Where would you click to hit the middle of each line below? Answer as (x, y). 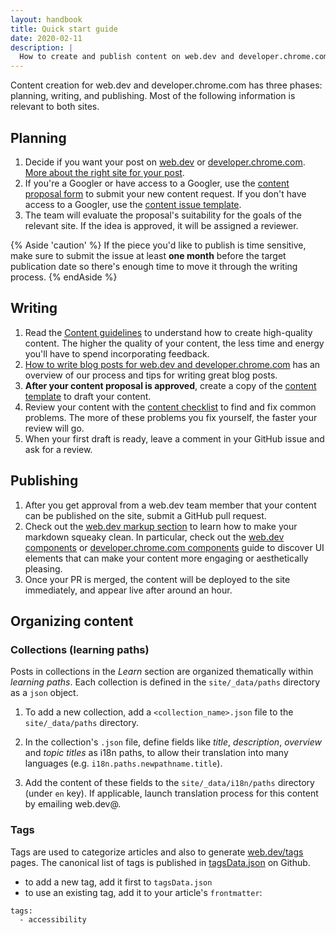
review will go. (54, 428)
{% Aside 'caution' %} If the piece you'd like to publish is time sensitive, (158, 245)
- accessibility (53, 920)
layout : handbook (46, 19)
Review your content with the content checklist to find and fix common (170, 407)
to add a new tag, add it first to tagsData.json (118, 882)
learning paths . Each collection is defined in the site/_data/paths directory (165, 682)
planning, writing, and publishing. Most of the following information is (153, 96)
